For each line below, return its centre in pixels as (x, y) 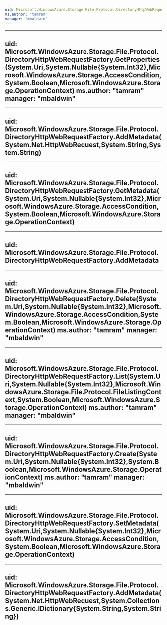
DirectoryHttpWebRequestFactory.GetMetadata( (82, 191)
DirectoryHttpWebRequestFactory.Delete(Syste (81, 299)
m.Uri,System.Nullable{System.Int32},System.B (82, 461)
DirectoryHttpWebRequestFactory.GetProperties (83, 60)
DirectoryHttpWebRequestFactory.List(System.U (83, 376)
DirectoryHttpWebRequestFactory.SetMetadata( (82, 523)
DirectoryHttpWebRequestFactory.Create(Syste (81, 453)
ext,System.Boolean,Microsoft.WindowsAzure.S (83, 399)
